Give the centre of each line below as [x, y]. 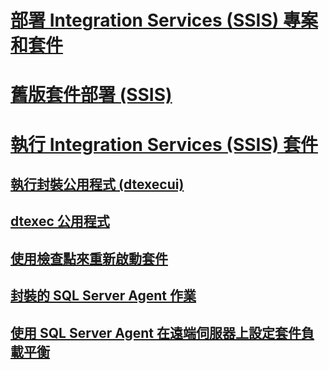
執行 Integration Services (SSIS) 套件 [164, 144]
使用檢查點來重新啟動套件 [89, 258]
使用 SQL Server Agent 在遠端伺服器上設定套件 [156, 332]
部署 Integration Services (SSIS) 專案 [164, 20]
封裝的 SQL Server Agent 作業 [103, 296]
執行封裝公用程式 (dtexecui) [97, 184]
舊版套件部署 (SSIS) [91, 95]
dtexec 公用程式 [60, 221]
